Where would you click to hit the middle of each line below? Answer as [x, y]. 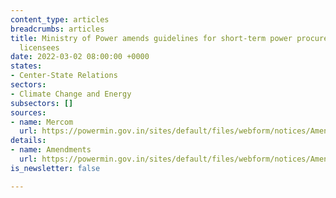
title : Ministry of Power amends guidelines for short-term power [151, 38]
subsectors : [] [42, 103]
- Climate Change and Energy [71, 94]
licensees [39, 47]
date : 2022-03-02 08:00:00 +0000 [80, 57]
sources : [28, 112]
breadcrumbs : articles [57, 29]
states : [26, 66]
